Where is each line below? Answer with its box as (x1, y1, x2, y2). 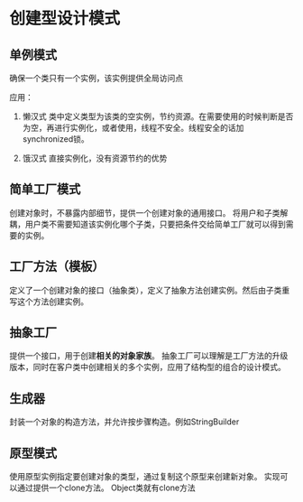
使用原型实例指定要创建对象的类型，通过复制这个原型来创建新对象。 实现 (9, 471, 280, 482)
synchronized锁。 (22, 134, 89, 144)
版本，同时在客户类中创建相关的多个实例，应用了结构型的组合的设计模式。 (9, 362, 286, 373)
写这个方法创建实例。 (9, 295, 88, 307)
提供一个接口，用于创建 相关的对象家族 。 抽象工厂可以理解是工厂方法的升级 (9, 350, 289, 361)
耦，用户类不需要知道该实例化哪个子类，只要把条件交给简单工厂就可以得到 (9, 218, 286, 229)
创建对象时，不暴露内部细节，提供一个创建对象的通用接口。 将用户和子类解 (9, 207, 289, 218)
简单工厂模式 (9, 181, 81, 197)
